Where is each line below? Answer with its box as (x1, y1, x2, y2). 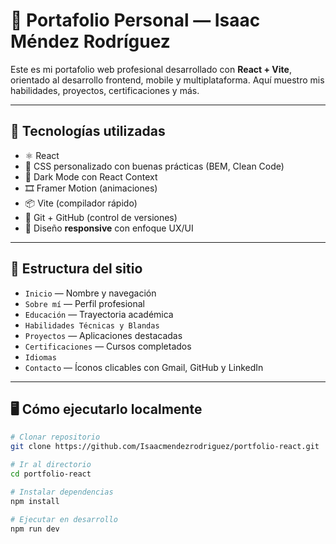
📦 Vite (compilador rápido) (24, 197, 138, 209)
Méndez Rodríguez (10, 30, 171, 53)
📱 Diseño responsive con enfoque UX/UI (24, 222, 194, 234)
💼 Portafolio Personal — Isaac (10, 9, 261, 32)
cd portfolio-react (10, 469, 92, 479)
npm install (10, 496, 60, 506)
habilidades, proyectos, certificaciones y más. (10, 84, 200, 96)
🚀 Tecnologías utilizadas (10, 123, 166, 140)
